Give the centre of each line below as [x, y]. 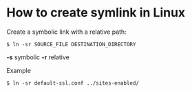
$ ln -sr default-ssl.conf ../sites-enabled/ [73, 83]
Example [19, 70]
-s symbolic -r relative [38, 57]
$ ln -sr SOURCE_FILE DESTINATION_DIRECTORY [71, 44]
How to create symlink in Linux [96, 13]
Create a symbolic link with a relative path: [66, 32]
